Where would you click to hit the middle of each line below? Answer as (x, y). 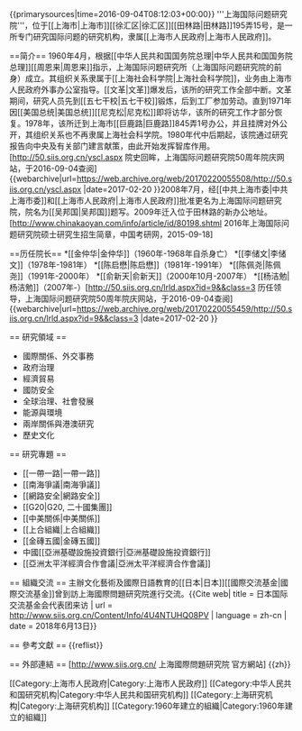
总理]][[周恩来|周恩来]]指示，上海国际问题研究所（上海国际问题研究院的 (142, 67)
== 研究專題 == (38, 454)
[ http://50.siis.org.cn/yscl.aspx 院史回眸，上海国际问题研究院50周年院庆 (143, 157)
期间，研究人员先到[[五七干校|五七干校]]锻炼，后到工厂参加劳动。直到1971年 (151, 101)
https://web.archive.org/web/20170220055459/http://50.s (184, 309)
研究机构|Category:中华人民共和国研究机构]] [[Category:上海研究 (145, 694)
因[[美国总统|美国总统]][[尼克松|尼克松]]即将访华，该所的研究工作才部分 (142, 112)
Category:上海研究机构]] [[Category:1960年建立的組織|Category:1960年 (152, 706)
